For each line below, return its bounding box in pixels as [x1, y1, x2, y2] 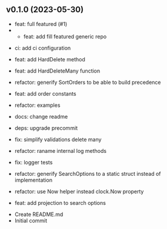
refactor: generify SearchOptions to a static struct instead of [14, 170, 161, 177]
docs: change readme [14, 113, 68, 120]
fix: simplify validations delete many [14, 136, 102, 143]
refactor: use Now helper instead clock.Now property [14, 188, 144, 195]
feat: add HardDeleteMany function [14, 67, 101, 74]
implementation [14, 176, 53, 184]
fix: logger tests [14, 159, 53, 166]
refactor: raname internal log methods [14, 147, 107, 154]
